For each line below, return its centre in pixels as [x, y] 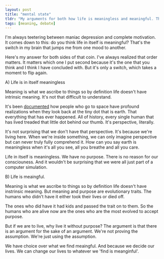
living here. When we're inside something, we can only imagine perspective [81, 137]
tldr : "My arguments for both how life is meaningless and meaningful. [79, 19]
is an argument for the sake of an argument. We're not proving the [72, 232]
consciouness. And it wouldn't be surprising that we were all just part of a [79, 162]
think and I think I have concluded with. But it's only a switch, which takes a [81, 68]
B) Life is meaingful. [25, 177]
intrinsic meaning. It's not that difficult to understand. [59, 97]
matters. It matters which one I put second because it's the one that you [77, 62]
